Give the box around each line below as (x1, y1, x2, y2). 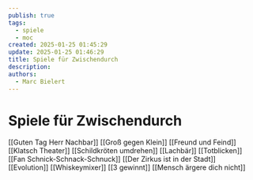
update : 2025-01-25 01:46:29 (8, 48, 104, 56)
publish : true (8, 11, 55, 20)
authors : (8, 70, 37, 78)
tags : (8, 19, 26, 27)
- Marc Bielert (15, 77, 66, 85)
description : (8, 63, 51, 71)
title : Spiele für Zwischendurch (8, 56, 119, 64)
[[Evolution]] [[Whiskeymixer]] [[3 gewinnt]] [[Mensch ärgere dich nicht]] (8, 163, 246, 172)
